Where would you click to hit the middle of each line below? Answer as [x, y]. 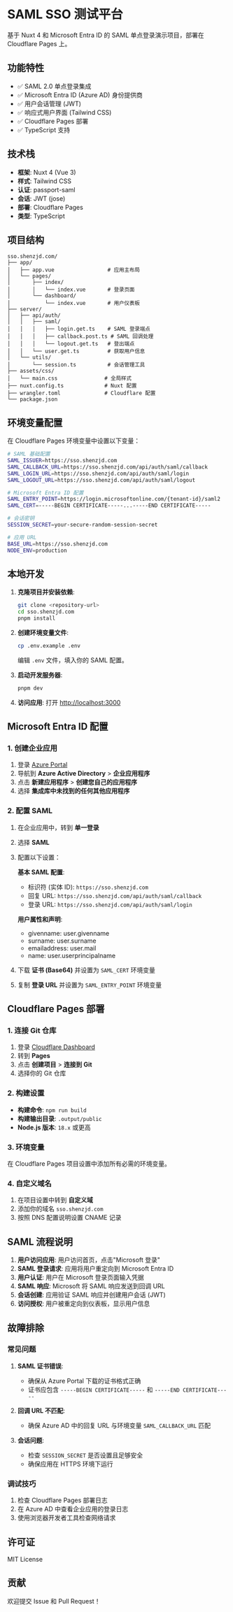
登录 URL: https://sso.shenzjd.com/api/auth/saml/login [110, 904]
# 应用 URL [22, 537]
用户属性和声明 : [40, 919]
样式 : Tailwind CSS [44, 181]
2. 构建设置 [26, 1093]
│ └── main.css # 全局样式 [69, 378]
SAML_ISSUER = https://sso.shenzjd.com [62, 461]
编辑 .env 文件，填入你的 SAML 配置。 [72, 660]
